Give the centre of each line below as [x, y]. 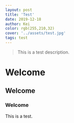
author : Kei [17, 24]
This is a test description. [43, 52]
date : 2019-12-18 [23, 19]
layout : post [19, 10]
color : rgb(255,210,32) [30, 29]
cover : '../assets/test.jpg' [35, 33]
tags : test [16, 38]
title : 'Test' [20, 15]
